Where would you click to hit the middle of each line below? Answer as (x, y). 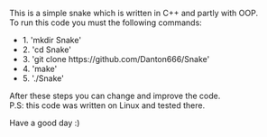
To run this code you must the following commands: (106, 23)
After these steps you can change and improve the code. (115, 96)
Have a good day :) (45, 123)
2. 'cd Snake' (47, 50)
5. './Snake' (43, 78)
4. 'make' (40, 68)
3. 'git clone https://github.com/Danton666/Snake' (116, 59)
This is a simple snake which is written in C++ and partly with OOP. (134, 13)
